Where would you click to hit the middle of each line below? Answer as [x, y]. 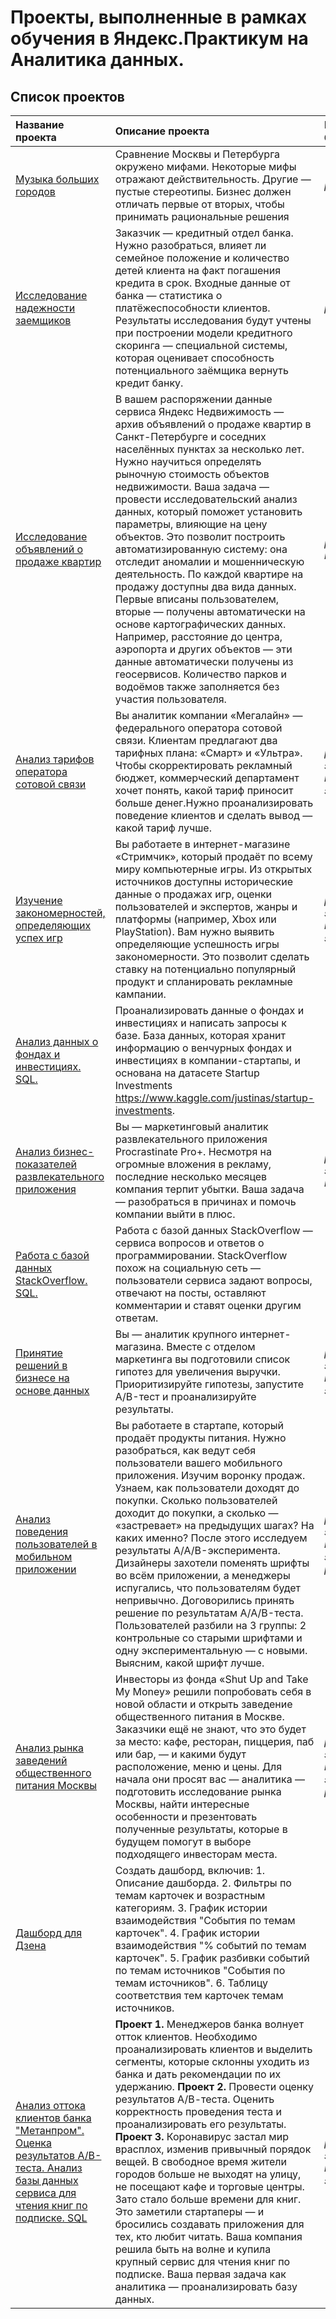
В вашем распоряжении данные [193, 399]
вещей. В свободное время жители [200, 2161]
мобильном [44, 1556]
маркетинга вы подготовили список [202, 1359]
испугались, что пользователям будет [208, 1588]
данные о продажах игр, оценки [193, 894]
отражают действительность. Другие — [213, 179]
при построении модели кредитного [203, 333]
